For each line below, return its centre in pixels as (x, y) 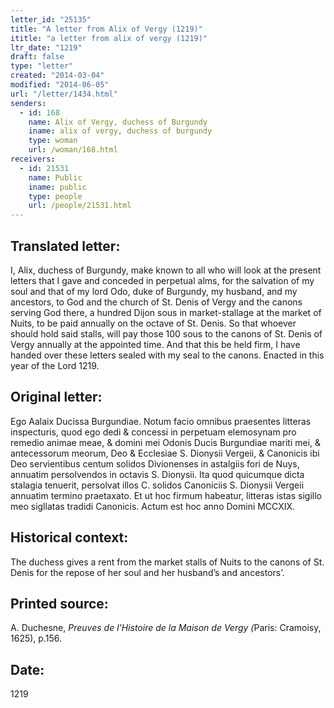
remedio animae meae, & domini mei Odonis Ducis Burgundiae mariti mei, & (166, 442)
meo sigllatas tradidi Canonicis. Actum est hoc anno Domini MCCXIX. (153, 506)
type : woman (53, 141)
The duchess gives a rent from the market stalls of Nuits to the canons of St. (167, 562)
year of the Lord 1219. (55, 365)
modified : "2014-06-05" (60, 85)
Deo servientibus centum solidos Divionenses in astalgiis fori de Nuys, (155, 463)
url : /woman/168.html (73, 150)
